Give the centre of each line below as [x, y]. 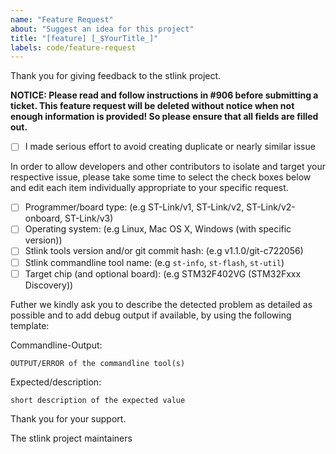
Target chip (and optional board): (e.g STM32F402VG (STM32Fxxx [163, 273]
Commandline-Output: [56, 345]
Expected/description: [56, 382]
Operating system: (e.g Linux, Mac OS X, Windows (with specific [158, 229]
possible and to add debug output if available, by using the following [151, 315]
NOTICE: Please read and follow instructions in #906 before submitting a [164, 95]
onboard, [43, 218]
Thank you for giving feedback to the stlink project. [116, 76]
